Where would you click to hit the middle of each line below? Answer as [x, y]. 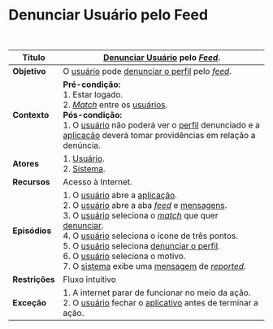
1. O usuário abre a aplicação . [120, 195]
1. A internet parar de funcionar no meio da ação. [157, 292]
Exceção [30, 302]
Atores [26, 163]
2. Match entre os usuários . [115, 105]
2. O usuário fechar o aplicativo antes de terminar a [160, 302]
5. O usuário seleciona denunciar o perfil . [142, 245]
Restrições [34, 279]
